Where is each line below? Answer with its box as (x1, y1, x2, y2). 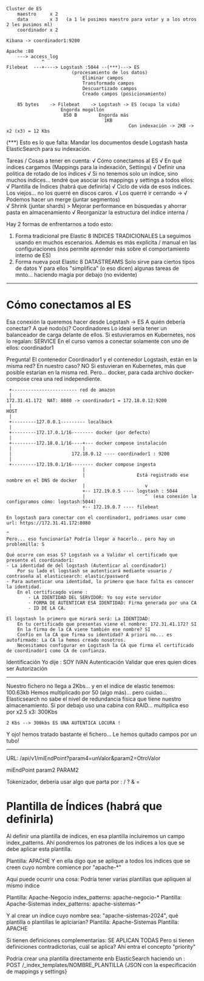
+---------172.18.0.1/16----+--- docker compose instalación (8, 440, 167, 446)
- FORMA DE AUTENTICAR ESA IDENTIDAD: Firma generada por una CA (28, 600, 197, 606)
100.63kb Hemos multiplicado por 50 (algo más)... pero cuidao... (6, 688, 168, 696)
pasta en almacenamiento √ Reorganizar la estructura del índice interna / (6, 209, 188, 216)
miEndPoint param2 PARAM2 (6, 766, 79, 774)
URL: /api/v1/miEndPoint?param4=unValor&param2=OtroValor (6, 754, 161, 761)
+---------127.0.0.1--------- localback (8, 418, 113, 425)
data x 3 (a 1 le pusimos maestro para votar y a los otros (17, 16, 197, 23)
